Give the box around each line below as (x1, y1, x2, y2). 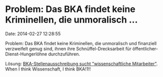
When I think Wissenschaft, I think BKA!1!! (5, 66, 91, 72)
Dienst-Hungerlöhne (5, 51, 47, 57)
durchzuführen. (48, 51, 80, 57)
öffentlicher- (132, 45, 158, 51)
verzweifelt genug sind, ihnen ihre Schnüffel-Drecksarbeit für (5, 45, 131, 51)
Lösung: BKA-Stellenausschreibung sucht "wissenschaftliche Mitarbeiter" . (5, 60, 158, 66)
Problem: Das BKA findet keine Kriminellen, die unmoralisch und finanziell (5, 40, 156, 46)
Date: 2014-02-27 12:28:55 (5, 30, 61, 36)
